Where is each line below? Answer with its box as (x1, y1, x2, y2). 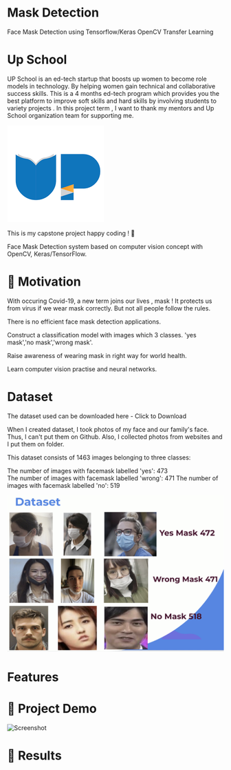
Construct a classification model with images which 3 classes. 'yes (7, 330, 197, 339)
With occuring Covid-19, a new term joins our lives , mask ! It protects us (7, 297, 212, 305)
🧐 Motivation (7, 274, 81, 290)
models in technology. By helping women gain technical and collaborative (7, 81, 216, 90)
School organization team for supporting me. (7, 111, 134, 119)
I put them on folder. (7, 440, 65, 448)
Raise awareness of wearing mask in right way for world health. (7, 351, 187, 359)
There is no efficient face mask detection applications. (7, 317, 162, 326)
